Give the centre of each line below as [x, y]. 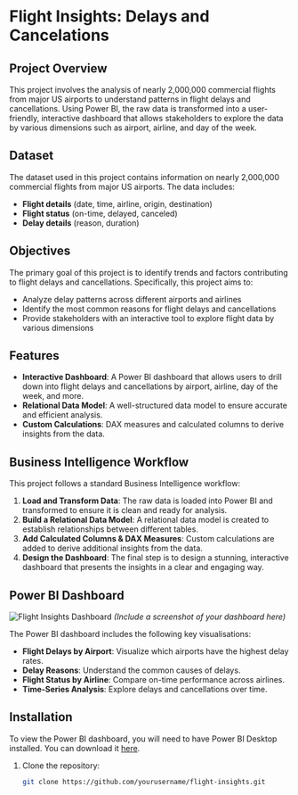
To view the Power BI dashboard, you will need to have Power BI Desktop [143, 739]
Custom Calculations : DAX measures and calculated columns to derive [153, 425]
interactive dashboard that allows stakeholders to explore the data [162, 118]
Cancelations [59, 35]
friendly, [24, 118]
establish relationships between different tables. [110, 529]
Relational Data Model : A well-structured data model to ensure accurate [154, 406]
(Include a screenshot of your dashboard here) [200, 617]
